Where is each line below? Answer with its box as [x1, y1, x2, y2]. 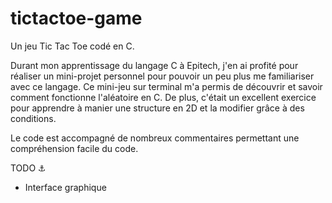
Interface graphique [24, 181, 107, 193]
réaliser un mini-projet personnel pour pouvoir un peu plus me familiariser [10, 70, 315, 82]
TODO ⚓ [10, 162, 47, 174]
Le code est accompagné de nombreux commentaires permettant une [10, 132, 300, 144]
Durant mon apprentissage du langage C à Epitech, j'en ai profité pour [10, 59, 299, 71]
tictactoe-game [10, 7, 143, 30]
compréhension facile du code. [10, 142, 139, 154]
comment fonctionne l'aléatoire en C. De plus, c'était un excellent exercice [10, 91, 317, 103]
